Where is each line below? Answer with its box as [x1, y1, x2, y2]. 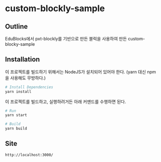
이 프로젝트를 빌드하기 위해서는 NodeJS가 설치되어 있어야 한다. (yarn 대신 [5, 69, 146, 74]
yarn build [5, 126, 27, 131]
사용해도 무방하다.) [10, 75, 46, 81]
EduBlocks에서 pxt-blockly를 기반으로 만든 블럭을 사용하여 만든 [5, 36, 127, 41]
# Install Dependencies [5, 85, 54, 90]
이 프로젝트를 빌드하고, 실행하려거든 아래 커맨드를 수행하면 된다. [5, 98, 126, 105]
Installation [5, 55, 40, 64]
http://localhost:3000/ [5, 152, 54, 157]
